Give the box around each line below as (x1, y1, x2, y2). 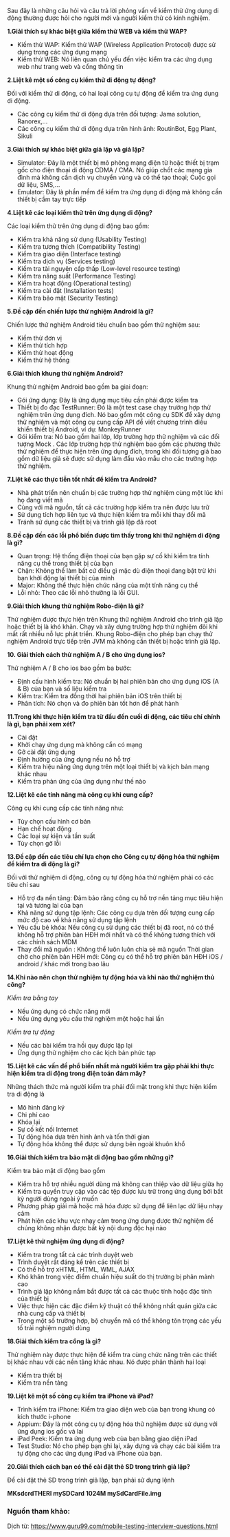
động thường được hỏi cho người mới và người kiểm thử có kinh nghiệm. (7, 14, 211, 22)
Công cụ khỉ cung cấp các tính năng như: (7, 804, 124, 812)
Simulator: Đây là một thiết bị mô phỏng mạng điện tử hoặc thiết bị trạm (16, 159, 220, 167)
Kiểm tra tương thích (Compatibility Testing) (16, 243, 141, 251)
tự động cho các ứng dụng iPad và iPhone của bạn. (16, 1449, 163, 1457)
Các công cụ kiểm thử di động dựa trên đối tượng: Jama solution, (16, 110, 201, 118)
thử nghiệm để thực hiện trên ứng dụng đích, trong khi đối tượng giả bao (16, 447, 222, 455)
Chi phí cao (16, 1110, 50, 1119)
